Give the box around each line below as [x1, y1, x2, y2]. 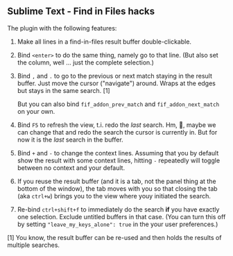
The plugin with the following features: [7, 24, 117, 32]
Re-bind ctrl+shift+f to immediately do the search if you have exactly [17, 205, 220, 214]
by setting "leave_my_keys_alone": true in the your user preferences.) [17, 220, 218, 228]
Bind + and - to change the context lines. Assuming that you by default [17, 148, 219, 157]
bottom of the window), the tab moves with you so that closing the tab [17, 184, 218, 193]
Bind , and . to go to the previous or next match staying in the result [17, 71, 213, 80]
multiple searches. [7, 241, 60, 249]
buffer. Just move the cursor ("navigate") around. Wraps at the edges [17, 79, 216, 87]
